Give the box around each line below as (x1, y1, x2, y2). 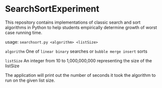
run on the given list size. (5, 77, 55, 83)
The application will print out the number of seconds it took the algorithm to (5, 72, 156, 78)
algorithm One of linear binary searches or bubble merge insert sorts (5, 48, 148, 54)
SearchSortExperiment (5, 3, 99, 15)
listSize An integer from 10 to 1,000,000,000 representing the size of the (5, 58, 152, 63)
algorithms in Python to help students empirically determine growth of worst (5, 24, 157, 30)
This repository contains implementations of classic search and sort (5, 19, 141, 25)
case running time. (5, 29, 43, 35)
